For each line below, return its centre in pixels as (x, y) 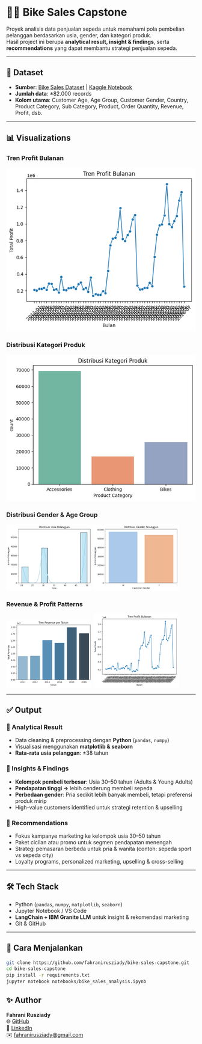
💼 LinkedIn (19, 1028)
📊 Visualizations (38, 138)
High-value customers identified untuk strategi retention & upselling (99, 807)
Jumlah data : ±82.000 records (53, 93)
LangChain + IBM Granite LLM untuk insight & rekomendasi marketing (102, 917)
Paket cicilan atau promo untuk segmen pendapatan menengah (93, 842)
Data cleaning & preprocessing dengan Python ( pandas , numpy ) (92, 740)
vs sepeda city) (34, 855)
